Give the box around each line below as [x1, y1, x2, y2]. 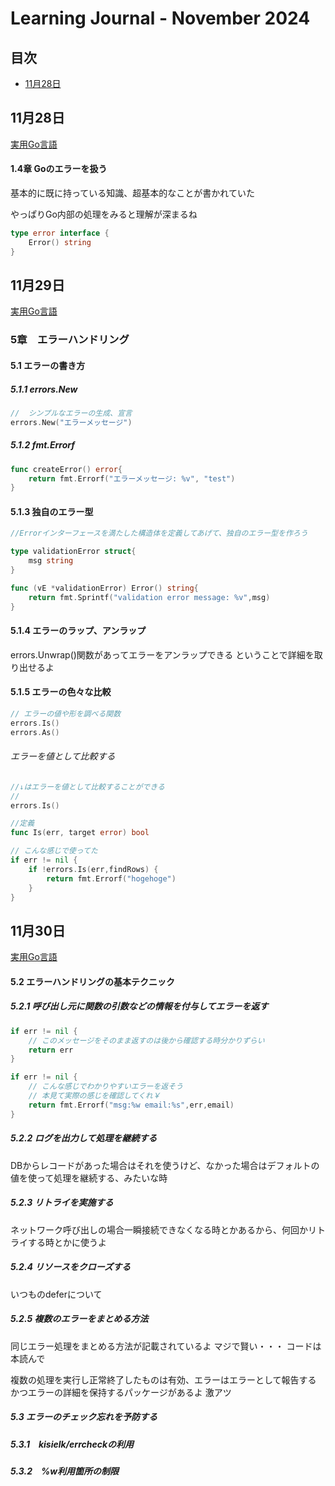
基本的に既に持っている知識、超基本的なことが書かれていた [10, 187, 255, 199]
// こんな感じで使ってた [10, 846, 98, 856]
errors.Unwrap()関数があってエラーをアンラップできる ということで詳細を [10, 648, 315, 661]
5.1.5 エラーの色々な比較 [10, 686, 112, 698]
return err [28, 1045, 74, 1055]
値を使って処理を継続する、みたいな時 [10, 1172, 168, 1184]
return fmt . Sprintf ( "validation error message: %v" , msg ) [28, 592, 271, 602]
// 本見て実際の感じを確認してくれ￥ [28, 1091, 161, 1101]
